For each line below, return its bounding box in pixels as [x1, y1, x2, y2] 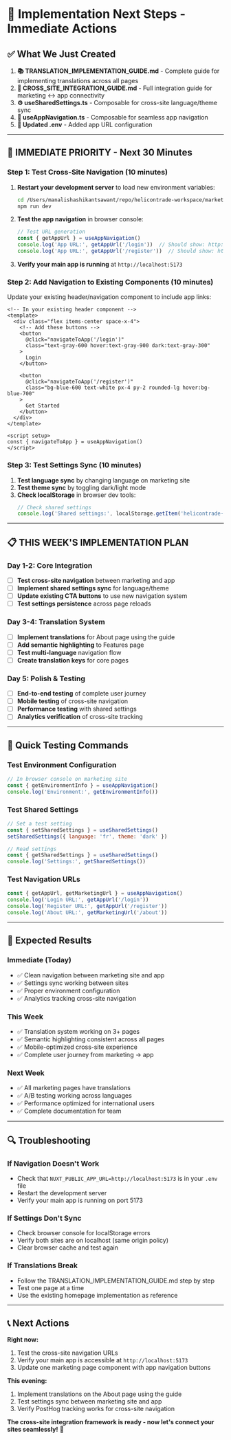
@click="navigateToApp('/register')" [25, 378, 134, 386]
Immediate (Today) [7, 955, 72, 965]
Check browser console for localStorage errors [16, 1229, 151, 1237]
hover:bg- [182, 384, 211, 391]
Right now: [7, 1336, 39, 1344]
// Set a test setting [7, 820, 72, 827]
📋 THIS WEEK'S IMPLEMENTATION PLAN [7, 536, 189, 549]
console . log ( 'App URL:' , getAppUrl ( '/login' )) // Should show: [16, 241, 206, 248]
